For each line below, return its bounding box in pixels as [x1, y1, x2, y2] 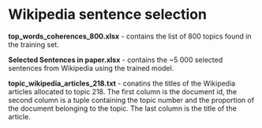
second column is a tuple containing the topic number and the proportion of [8, 95, 255, 104]
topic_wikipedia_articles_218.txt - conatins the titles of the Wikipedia [8, 79, 236, 88]
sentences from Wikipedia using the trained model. [8, 63, 174, 72]
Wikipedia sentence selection [8, 5, 208, 24]
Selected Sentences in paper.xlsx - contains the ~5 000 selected [8, 55, 223, 64]
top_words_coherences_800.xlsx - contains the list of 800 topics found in [8, 31, 252, 41]
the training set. [8, 39, 59, 49]
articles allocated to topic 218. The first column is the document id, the [8, 86, 238, 96]
